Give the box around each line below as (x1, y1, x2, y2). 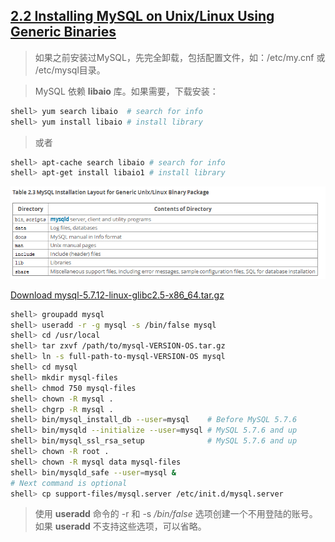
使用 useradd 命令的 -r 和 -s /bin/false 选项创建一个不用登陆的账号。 (34, 508, 318, 520)
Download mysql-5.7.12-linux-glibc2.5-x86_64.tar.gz (10, 289, 225, 301)
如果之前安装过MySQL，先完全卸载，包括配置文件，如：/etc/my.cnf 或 (34, 51, 326, 63)
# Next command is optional (10, 478, 128, 488)
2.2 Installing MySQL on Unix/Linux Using (10, 8, 275, 25)
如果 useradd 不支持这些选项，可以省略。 (34, 520, 207, 533)
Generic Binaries (10, 24, 117, 41)
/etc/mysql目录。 (34, 64, 106, 76)
